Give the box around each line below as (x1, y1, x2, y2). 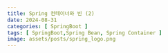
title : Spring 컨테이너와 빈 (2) (7, 10, 95, 17)
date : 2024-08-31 (7, 17, 57, 23)
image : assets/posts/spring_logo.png (7, 36, 116, 43)
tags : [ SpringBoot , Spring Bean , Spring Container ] (7, 29, 162, 36)
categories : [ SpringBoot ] (7, 23, 88, 30)
